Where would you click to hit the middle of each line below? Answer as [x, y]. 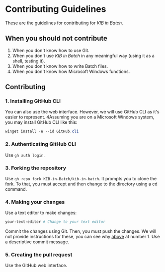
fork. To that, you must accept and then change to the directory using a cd [81, 184]
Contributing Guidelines [56, 9]
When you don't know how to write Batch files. [60, 66]
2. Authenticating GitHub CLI [41, 144]
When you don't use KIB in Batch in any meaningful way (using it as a [83, 55]
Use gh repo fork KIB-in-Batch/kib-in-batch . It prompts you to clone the [81, 178]
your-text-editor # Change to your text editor [55, 222]
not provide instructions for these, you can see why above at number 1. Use [82, 237]
